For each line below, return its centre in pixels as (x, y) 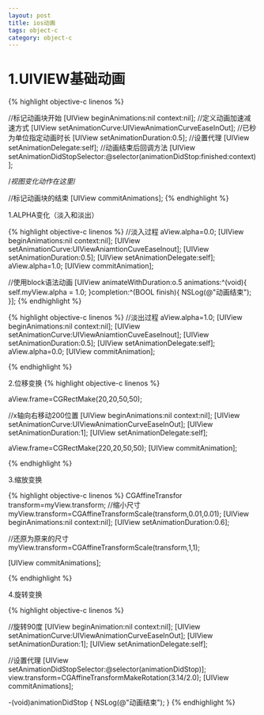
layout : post (30, 15)
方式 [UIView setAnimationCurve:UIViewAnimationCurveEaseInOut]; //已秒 (136, 128)
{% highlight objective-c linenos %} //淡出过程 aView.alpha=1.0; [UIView (125, 318)
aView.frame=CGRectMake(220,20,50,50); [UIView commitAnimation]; (123, 448)
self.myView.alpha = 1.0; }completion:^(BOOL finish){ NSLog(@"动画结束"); (130, 292)
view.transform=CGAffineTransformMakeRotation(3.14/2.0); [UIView (119, 678)
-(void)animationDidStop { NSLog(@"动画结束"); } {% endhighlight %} (122, 702)
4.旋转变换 (25, 595)
